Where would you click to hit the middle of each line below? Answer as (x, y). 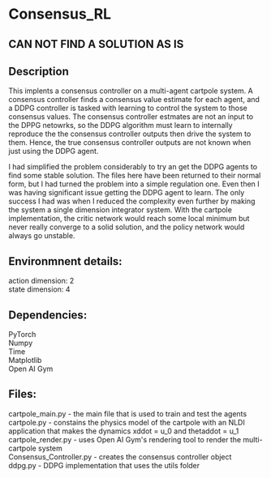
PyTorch (22, 335)
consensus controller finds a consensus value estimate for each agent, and (134, 100)
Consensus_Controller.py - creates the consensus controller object (120, 457)
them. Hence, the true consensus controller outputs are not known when (130, 143)
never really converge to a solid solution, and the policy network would (127, 227)
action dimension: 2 (41, 281)
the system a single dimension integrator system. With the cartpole (120, 210)
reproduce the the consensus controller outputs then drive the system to (130, 134)
